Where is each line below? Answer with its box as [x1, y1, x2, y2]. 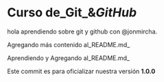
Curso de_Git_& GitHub [7, 5, 137, 20]
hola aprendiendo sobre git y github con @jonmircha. [7, 27, 158, 36]
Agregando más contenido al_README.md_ [7, 40, 130, 49]
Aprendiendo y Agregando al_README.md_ [7, 53, 130, 62]
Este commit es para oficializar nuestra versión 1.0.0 [7, 67, 156, 75]
